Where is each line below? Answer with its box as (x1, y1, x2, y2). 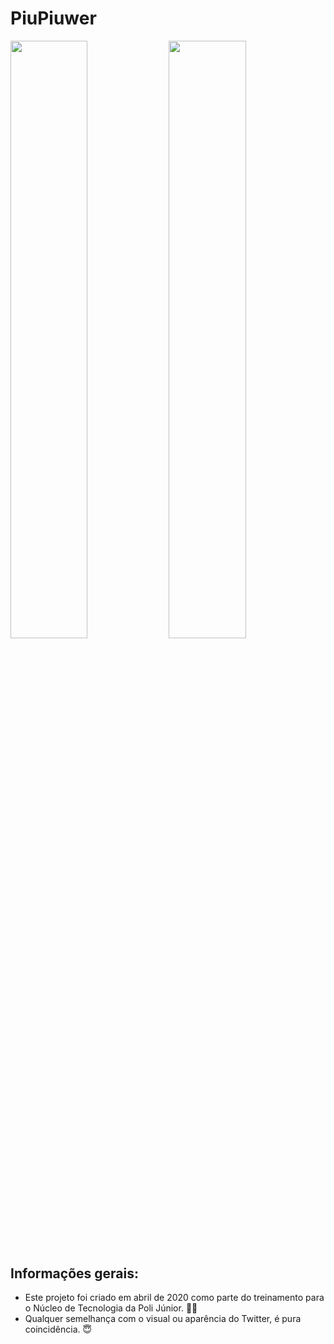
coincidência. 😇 (24, 1323, 93, 1336)
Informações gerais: (10, 1265, 139, 1282)
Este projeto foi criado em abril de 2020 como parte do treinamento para (24, 1292, 325, 1304)
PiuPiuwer (10, 7, 97, 30)
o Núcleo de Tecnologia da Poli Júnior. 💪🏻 (24, 1302, 198, 1314)
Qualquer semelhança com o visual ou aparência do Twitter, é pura (24, 1313, 302, 1325)
